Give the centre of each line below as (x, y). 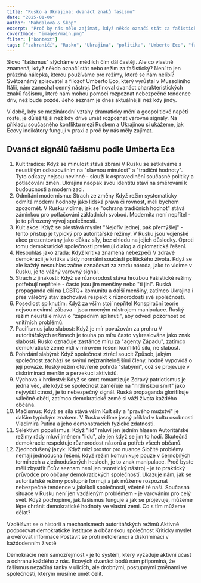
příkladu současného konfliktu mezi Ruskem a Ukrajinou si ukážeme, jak (95, 124)
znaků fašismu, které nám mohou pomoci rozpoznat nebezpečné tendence (99, 94)
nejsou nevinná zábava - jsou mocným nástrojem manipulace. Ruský (100, 309)
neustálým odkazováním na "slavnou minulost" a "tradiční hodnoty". (99, 170)
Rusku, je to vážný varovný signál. (57, 272)
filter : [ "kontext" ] (33, 39)
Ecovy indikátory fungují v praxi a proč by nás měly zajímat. (80, 130)
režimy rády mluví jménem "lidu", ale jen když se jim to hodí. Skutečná (101, 436)
